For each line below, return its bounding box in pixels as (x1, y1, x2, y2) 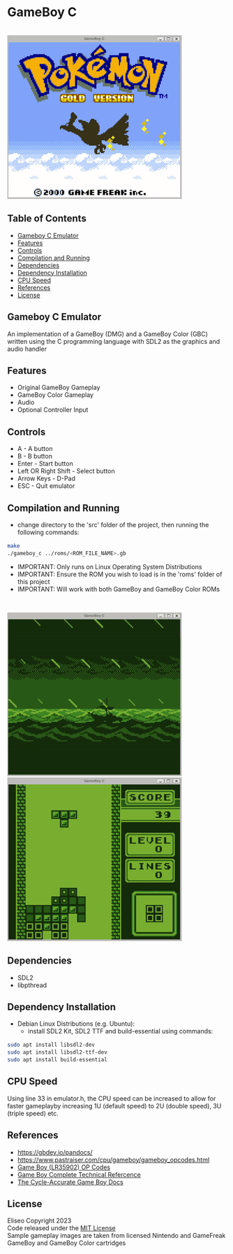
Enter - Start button (17, 459, 73, 468)
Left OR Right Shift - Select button (17, 467, 115, 475)
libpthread (17, 981, 47, 989)
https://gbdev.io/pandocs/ (17, 1148, 93, 1156)
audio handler (7, 344, 47, 353)
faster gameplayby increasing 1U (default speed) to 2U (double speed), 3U (7, 1101, 222, 1110)
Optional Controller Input (17, 405, 89, 414)
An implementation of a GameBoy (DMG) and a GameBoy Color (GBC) (7, 330, 208, 338)
